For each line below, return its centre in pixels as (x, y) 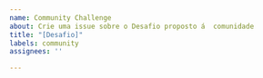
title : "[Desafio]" (46, 34)
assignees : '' (36, 52)
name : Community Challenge (61, 18)
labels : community (44, 43)
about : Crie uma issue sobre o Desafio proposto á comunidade (132, 26)
